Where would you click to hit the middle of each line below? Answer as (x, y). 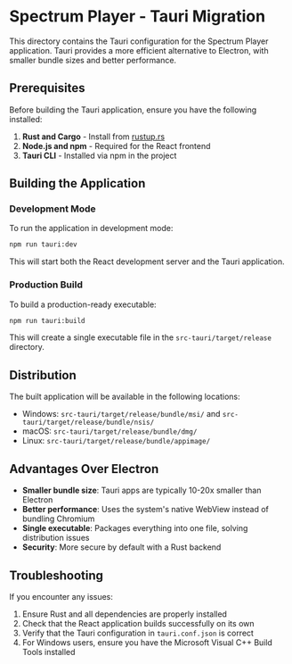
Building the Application (77, 183)
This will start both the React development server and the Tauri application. (147, 261)
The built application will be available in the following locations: (125, 397)
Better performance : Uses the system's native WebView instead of (146, 510)
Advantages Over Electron (84, 469)
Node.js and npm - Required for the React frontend (116, 145)
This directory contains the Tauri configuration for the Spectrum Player (139, 41)
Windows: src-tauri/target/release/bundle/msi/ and (121, 414)
